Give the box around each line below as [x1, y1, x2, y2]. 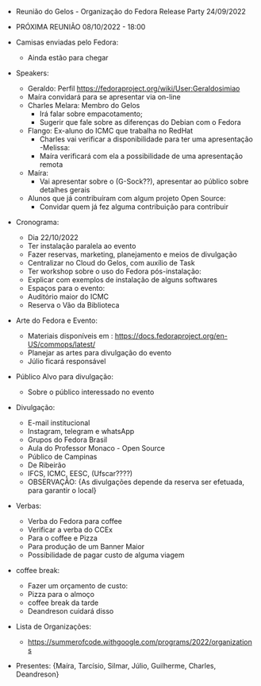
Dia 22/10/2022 [27, 233, 79, 242]
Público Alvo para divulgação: [15, 372, 113, 381]
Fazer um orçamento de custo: [27, 581, 129, 591]
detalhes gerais [39, 185, 90, 194]
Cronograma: [15, 218, 59, 227]
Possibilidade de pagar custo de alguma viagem [27, 550, 185, 560]
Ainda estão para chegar [27, 53, 109, 62]
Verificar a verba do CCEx [27, 525, 113, 534]
